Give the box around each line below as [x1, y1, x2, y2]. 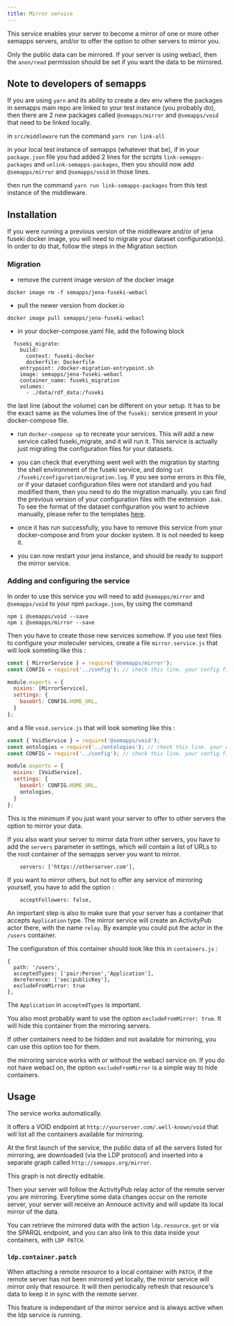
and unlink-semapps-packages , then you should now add [33, 160, 194, 169]
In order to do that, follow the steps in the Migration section [7, 242, 178, 251]
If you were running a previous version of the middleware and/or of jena [7, 227, 214, 236]
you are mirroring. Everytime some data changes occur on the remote [7, 1193, 208, 1201]
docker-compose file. [7, 416, 69, 424]
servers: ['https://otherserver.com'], [19, 863, 136, 870]
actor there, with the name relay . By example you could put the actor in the [7, 923, 224, 932]
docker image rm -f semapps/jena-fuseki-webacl [7, 288, 148, 296]
